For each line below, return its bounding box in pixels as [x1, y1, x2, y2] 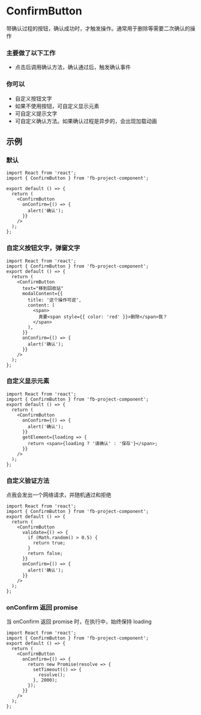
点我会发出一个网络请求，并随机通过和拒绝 [6, 491, 112, 498]
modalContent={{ [22, 290, 63, 296]
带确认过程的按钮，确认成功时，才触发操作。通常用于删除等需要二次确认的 [6, 25, 190, 32]
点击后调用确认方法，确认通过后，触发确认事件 [14, 64, 131, 71]
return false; [28, 551, 63, 557]
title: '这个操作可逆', [28, 297, 82, 303]
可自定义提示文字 [14, 110, 58, 117]
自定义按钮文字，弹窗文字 [6, 244, 80, 253]
